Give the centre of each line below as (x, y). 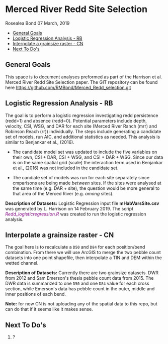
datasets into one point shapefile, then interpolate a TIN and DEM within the (83, 258)
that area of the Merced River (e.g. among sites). (63, 193)
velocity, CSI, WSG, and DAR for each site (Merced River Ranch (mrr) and (81, 126)
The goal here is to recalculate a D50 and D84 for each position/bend (75, 247)
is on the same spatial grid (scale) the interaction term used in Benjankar (88, 162)
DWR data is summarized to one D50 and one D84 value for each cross (77, 283)
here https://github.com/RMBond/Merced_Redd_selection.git (68, 87)
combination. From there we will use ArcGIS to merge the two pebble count (83, 253)
